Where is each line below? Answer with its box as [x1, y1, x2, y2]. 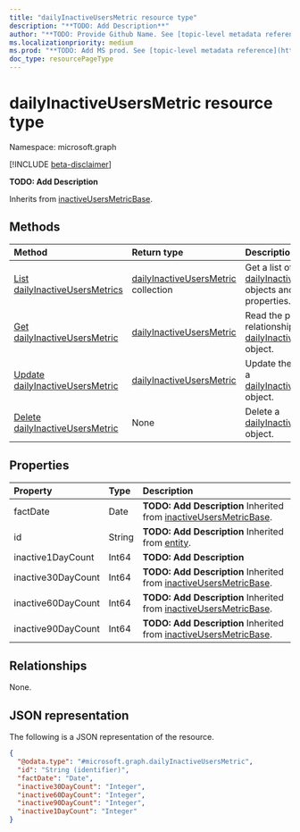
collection [131, 283, 173, 296]
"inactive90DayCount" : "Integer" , [17, 799, 146, 808]
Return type [131, 246, 184, 258]
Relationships [9, 658, 87, 673]
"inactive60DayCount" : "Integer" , [17, 790, 146, 800]
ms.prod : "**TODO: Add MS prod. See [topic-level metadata [9, 46, 234, 55]
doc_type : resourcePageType [9, 55, 114, 63]
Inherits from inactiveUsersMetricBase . [9, 193, 154, 204]
